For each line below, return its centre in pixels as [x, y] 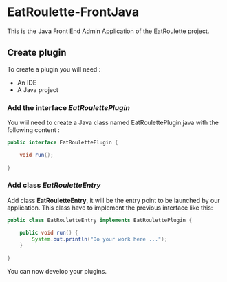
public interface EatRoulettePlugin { [63, 143]
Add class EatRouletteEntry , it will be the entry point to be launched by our [113, 200]
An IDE [26, 83]
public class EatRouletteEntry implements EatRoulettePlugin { [100, 220]
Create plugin [37, 53]
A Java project [37, 89]
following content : [33, 130]
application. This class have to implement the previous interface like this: [110, 208]
